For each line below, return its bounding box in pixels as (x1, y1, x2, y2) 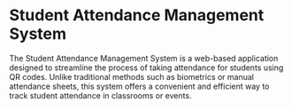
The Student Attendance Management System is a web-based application (9, 53, 279, 63)
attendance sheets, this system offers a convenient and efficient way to (9, 81, 270, 91)
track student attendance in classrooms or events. (9, 90, 192, 101)
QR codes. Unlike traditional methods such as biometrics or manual (9, 71, 255, 82)
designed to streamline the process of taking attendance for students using (9, 62, 284, 73)
